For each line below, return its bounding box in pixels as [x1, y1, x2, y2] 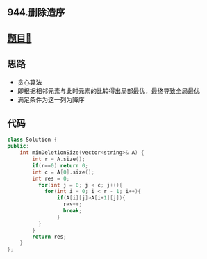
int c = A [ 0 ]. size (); [32, 169, 95, 176]
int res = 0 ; [32, 175, 70, 182]
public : [7, 143, 30, 150]
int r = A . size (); [32, 156, 85, 163]
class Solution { [7, 136, 58, 144]
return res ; [32, 233, 67, 240]
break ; [63, 208, 82, 215]
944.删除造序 [7, 6, 65, 19]
